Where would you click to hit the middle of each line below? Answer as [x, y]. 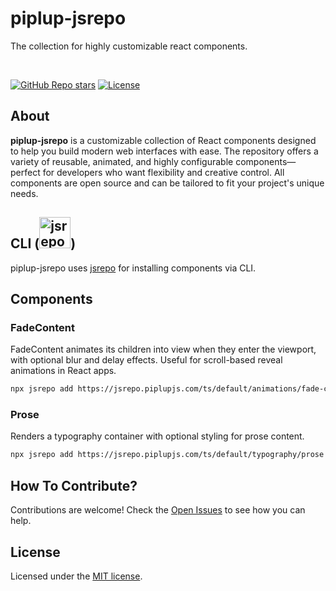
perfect [25, 172]
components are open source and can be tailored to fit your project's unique [167, 183]
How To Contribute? [74, 485]
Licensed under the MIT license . [76, 576]
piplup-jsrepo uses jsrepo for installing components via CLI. [133, 268]
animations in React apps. [63, 371]
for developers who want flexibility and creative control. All [163, 172]
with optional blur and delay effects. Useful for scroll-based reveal [146, 360]
